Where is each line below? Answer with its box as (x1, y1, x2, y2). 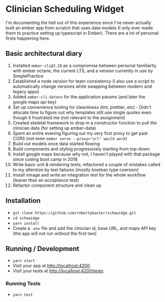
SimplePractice (12, 73, 44, 79)
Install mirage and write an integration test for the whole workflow (12, 172, 146, 177)
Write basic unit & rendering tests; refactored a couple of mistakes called (12, 161, 161, 167)
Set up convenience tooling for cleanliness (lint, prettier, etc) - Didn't (12, 104, 152, 110)
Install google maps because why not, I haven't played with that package (12, 151, 160, 157)
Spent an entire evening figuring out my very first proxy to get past (12, 130, 148, 136)
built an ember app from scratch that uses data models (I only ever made (5, 25, 153, 30)
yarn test (12, 292, 33, 297)
